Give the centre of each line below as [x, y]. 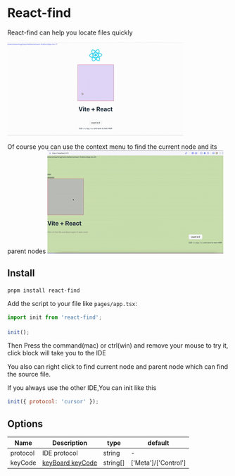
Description [70, 443]
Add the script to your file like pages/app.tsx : [72, 303]
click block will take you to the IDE [57, 353]
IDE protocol [60, 453]
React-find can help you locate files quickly [70, 32]
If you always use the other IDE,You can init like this [82, 388]
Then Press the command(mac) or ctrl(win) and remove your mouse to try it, [118, 346]
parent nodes [27, 251]
